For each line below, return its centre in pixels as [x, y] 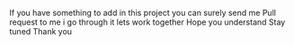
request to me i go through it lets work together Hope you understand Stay [147, 22]
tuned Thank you [41, 31]
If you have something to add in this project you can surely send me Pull [143, 13]
